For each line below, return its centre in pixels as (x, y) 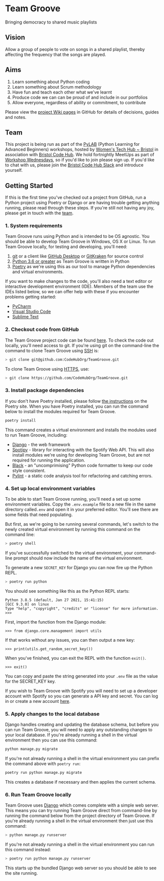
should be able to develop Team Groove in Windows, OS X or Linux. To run (80, 242)
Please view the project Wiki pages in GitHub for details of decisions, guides (82, 112)
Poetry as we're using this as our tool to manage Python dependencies (83, 267)
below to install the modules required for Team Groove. (60, 411)
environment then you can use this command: (51, 740)
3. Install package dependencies (45, 391)
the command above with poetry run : (43, 764)
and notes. (16, 117)
